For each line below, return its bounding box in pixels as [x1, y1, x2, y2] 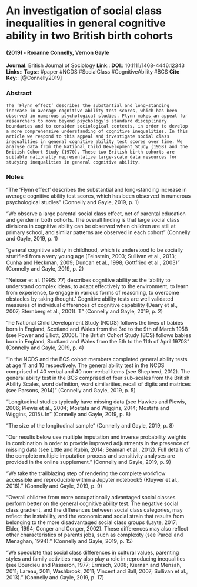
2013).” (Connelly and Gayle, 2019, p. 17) [6, 573, 105, 581]
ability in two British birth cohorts [6, 29, 173, 42]
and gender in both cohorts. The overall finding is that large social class [6, 216, 180, 223]
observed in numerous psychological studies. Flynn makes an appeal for [6, 113, 188, 119]
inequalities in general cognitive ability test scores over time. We [6, 138, 183, 145]
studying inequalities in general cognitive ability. [6, 159, 141, 165]
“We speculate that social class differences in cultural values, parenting [6, 549, 179, 556]
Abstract [6, 89, 32, 98]
